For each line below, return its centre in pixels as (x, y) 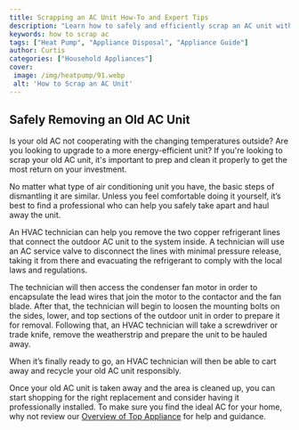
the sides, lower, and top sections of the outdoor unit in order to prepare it (145, 316)
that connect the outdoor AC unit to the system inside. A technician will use (147, 242)
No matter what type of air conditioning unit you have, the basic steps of (142, 187)
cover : (21, 68)
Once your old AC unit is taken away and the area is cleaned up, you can (142, 388)
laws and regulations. (48, 270)
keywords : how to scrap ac (59, 34)
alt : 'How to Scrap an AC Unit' (73, 84)
